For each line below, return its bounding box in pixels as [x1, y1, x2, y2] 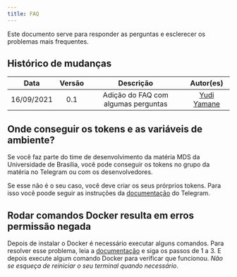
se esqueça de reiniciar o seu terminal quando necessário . [7, 261, 178, 270]
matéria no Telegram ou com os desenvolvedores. [7, 168, 153, 176]
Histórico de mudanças [7, 58, 112, 70]
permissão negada [7, 220, 92, 233]
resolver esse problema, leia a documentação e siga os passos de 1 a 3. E [7, 247, 221, 255]
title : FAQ [7, 10, 39, 18]
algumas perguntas [103, 99, 168, 109]
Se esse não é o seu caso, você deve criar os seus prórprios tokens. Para [7, 181, 221, 190]
